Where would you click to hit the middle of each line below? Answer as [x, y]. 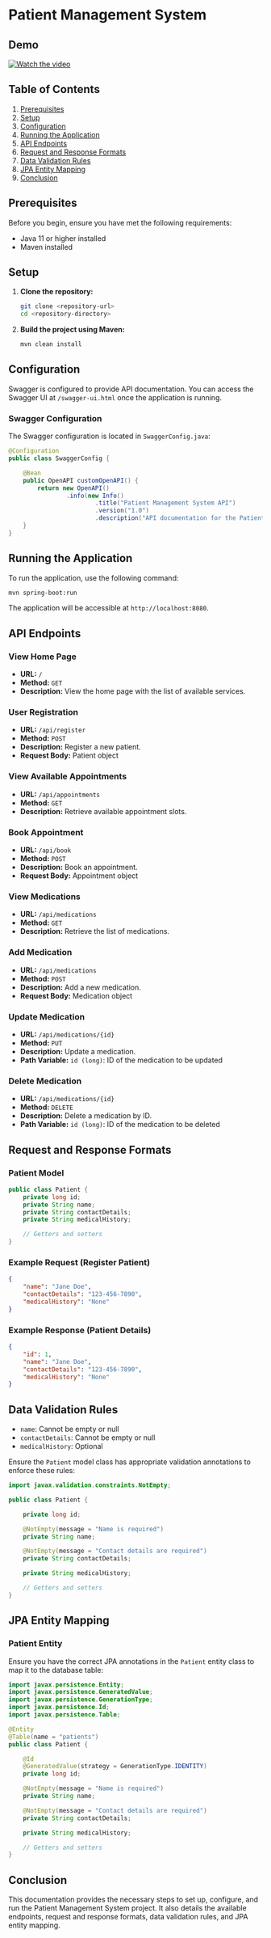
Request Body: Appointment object [79, 876]
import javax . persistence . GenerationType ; [81, 1699]
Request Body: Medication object [76, 995]
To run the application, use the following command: [94, 578]
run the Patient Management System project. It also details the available [128, 1908]
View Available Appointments [68, 776]
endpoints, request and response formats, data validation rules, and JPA [128, 1917]
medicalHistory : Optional [61, 1446]
